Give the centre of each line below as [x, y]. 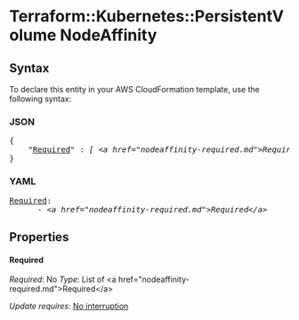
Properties [39, 237]
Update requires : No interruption [69, 306]
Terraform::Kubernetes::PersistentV [147, 16]
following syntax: [40, 99]
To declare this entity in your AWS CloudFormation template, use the [134, 89]
